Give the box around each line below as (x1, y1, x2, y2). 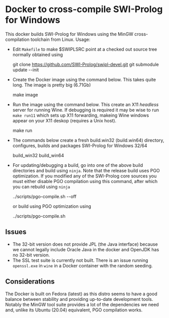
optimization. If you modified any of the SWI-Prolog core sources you (12, 173, 157, 179)
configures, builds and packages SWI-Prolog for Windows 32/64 (12, 143, 147, 149)
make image (12, 92, 38, 98)
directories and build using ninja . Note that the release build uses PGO (12, 167, 160, 173)
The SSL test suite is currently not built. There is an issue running (12, 257, 148, 263)
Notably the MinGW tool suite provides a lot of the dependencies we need (5, 301, 159, 307)
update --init (12, 67, 39, 73)
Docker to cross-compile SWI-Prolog (5, 4, 163, 15)
